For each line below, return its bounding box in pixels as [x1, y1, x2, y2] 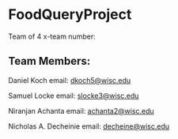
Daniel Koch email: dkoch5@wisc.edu [8, 75, 131, 85]
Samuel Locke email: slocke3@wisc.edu [8, 91, 139, 100]
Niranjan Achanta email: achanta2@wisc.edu [8, 106, 154, 115]
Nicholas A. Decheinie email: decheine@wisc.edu [8, 121, 170, 131]
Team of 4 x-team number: [8, 32, 97, 41]
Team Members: [8, 54, 91, 68]
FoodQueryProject [8, 6, 132, 24]
